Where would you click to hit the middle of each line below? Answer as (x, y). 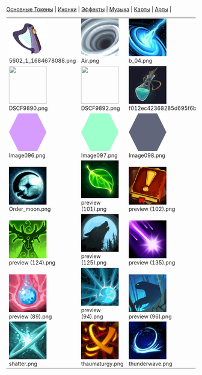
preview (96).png (150, 316)
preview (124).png (32, 263)
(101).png (94, 209)
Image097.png (99, 155)
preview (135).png (152, 263)
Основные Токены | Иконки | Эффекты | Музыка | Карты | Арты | (89, 9)
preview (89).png (30, 316)
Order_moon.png (30, 209)
